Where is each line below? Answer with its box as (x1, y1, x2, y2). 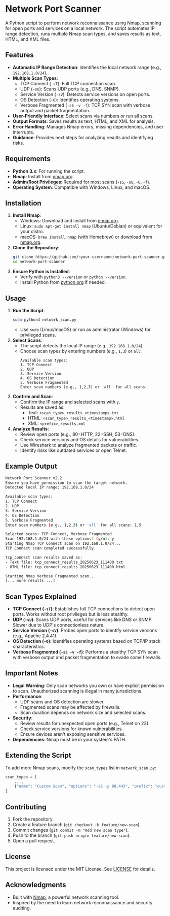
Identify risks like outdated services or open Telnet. (20, 447, 127, 453)
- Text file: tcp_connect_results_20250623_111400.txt (5, 560, 123, 565)
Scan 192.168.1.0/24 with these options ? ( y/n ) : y (5, 536, 114, 541)
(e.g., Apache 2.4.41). (12, 633, 58, 639)
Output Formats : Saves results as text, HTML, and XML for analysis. (12, 118, 155, 124)
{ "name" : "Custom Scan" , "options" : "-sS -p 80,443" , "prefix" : (14, 784, 153, 789)
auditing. (12, 905, 31, 911)
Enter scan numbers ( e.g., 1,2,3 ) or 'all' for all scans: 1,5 (5, 522, 142, 528)
